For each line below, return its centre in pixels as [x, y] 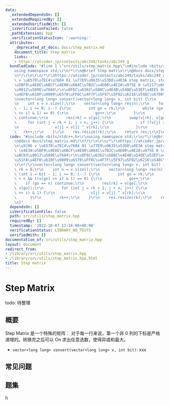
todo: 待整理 [18, 303]
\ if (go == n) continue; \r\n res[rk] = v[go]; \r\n [81, 184]
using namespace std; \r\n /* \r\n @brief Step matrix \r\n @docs [78, 71]
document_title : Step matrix [45, 52]
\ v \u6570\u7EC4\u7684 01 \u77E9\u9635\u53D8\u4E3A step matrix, [85, 80]
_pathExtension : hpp [31, 33]
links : [21, 57]
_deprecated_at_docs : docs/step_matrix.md [59, 47]
